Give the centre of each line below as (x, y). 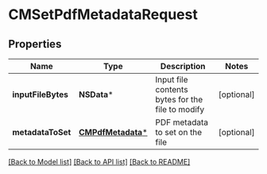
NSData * (96, 95)
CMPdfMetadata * (113, 132)
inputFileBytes (41, 95)
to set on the (179, 132)
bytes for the (179, 99)
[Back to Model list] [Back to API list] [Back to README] (99, 162)
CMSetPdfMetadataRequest (103, 15)
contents (172, 89)
